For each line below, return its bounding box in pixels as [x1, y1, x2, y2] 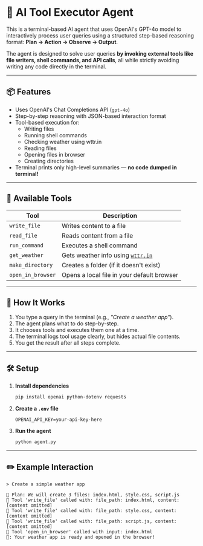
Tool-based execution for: [14, 119, 80, 126]
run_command [9, 242, 44, 249]
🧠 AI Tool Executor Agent [6, 5, 134, 19]
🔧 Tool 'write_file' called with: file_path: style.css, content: [6, 507, 177, 513]
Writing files [24, 125, 54, 132]
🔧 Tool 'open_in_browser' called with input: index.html [6, 528, 153, 535]
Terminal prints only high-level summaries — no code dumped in [14, 163, 177, 171]
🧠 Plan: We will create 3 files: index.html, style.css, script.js [6, 492, 180, 498]
